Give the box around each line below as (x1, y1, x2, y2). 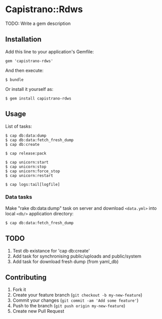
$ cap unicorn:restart (5, 173, 53, 178)
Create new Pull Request (12, 308, 64, 314)
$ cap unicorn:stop (5, 164, 47, 169)
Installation (5, 35, 42, 44)
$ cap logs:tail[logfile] (5, 182, 60, 187)
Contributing (5, 273, 47, 282)
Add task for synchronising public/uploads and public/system (12, 253, 142, 259)
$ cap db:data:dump (5, 133, 47, 138)
